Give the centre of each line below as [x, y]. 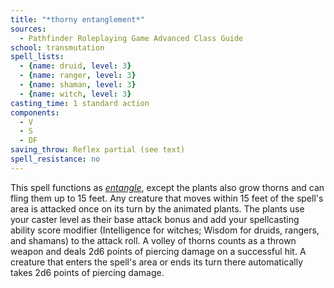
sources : [28, 29]
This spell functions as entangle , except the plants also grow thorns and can [167, 187]
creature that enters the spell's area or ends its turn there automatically [157, 262]
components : [35, 112]
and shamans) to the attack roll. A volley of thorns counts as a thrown [153, 240]
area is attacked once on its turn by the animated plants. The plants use [157, 208]
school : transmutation [57, 47]
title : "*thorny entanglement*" [77, 19]
